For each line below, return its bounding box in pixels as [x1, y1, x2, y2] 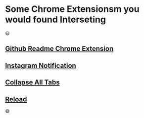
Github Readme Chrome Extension [5, 44, 114, 53]
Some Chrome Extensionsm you [5, 3, 140, 15]
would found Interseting [5, 14, 106, 25]
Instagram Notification [5, 61, 77, 70]
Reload [5, 95, 27, 103]
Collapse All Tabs [5, 78, 60, 87]
